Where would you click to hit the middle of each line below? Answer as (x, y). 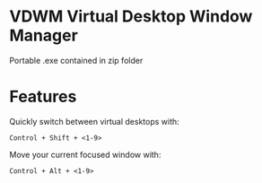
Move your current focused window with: (85, 154)
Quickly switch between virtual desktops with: (94, 121)
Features (43, 97)
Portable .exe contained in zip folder (76, 60)
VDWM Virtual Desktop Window (131, 17)
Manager (44, 35)
